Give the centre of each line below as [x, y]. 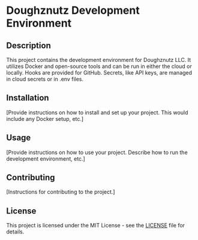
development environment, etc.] [46, 158]
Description [28, 45]
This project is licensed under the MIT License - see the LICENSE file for [95, 226]
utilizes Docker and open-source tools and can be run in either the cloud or [99, 66]
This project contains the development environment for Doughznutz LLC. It [99, 60]
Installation [28, 98]
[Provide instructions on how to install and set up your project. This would [97, 112]
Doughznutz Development [73, 11]
